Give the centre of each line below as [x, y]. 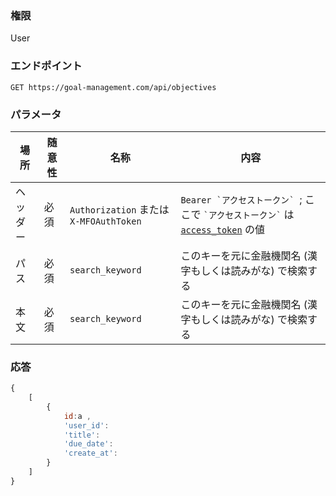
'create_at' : [90, 453]
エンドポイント [46, 66]
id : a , [77, 416]
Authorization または [119, 209]
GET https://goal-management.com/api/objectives [113, 87]
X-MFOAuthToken [105, 221]
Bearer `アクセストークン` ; [241, 199]
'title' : [82, 435]
